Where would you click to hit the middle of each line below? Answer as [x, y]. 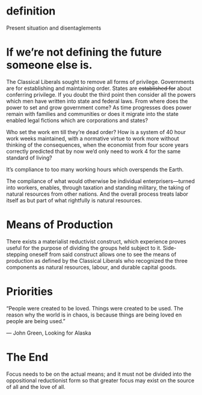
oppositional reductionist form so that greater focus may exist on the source [100, 380]
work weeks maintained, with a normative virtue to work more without [93, 138]
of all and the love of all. [36, 387]
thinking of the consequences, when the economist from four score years [97, 145]
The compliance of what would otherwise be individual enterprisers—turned [101, 181]
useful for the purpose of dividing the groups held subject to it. [84, 248]
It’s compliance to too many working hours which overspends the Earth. [95, 169]
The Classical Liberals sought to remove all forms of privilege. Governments [100, 82]
